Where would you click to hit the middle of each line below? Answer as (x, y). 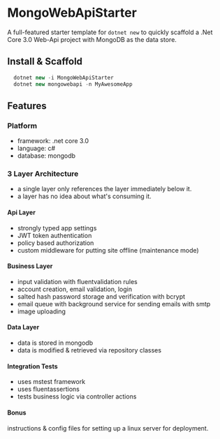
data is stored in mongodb (55, 343)
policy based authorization (56, 243)
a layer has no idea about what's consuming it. (84, 196)
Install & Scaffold (45, 62)
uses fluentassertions (49, 389)
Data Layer (23, 327)
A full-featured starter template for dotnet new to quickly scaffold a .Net (110, 32)
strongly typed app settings (57, 228)
